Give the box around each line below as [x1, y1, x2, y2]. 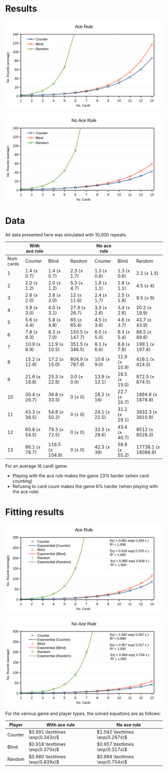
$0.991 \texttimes [28, 729, 66, 735]
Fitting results [5, 506, 64, 517]
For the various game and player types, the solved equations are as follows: [5, 710, 161, 716]
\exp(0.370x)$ [28, 746, 59, 752]
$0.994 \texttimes [96, 753, 134, 759]
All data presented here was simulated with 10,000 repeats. [5, 231, 127, 237]
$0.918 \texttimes [28, 741, 66, 747]
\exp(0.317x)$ [96, 746, 127, 752]
